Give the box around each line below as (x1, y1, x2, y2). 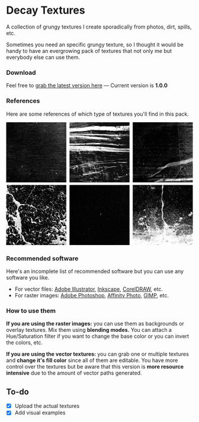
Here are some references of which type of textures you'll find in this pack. (6, 110, 190, 118)
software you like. (6, 274, 50, 281)
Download (6, 68, 37, 77)
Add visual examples (14, 409, 66, 416)
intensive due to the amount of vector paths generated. (6, 369, 142, 377)
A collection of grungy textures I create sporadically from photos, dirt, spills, (6, 23, 192, 30)
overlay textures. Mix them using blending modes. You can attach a (6, 326, 172, 334)
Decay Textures (6, 4, 85, 17)
